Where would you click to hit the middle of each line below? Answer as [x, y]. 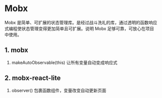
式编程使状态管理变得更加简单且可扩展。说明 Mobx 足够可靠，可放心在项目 [79, 28]
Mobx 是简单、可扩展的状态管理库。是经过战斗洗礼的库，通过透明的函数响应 [81, 22]
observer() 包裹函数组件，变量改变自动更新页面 [59, 90]
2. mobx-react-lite [33, 78]
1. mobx [16, 50]
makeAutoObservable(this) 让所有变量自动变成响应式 [64, 62]
